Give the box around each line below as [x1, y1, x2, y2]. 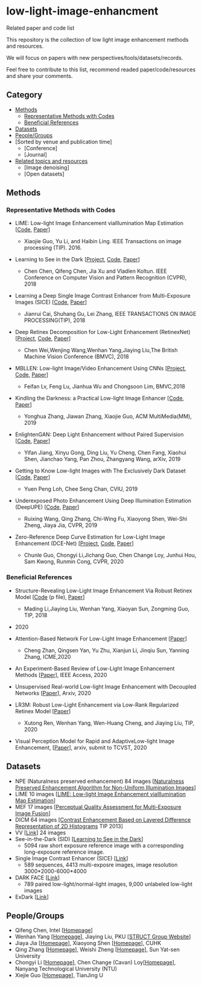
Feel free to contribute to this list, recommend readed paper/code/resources [6, 65, 196, 73]
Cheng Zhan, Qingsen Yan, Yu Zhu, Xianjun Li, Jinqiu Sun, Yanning [24, 646, 189, 654]
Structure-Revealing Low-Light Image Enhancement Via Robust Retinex [14, 587, 192, 594]
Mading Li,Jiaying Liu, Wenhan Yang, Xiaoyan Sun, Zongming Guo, [24, 605, 190, 612]
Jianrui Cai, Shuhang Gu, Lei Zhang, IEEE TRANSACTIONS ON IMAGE [24, 310, 197, 318]
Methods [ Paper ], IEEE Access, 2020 [14, 671, 107, 678]
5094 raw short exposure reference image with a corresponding [24, 842, 184, 849]
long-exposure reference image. [24, 848, 104, 856]
